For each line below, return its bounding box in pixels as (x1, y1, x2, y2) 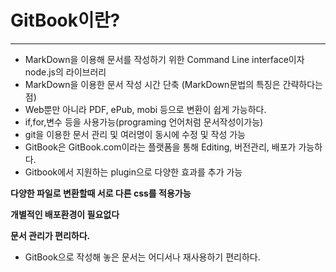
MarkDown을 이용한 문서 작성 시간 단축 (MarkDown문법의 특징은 (24, 78, 281, 90)
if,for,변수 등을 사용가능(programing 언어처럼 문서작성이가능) (24, 116, 264, 128)
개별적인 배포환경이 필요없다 (10, 208, 120, 220)
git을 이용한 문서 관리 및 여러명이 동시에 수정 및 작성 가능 (24, 128, 246, 140)
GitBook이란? (10, 9, 121, 32)
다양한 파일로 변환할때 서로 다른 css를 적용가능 (10, 187, 192, 199)
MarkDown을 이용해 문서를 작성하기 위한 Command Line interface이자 (24, 53, 305, 65)
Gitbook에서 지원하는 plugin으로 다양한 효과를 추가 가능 (24, 166, 243, 178)
